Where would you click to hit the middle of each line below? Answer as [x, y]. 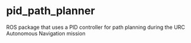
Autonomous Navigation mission [46, 33]
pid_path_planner [51, 11]
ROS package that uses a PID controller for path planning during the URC [96, 27]
